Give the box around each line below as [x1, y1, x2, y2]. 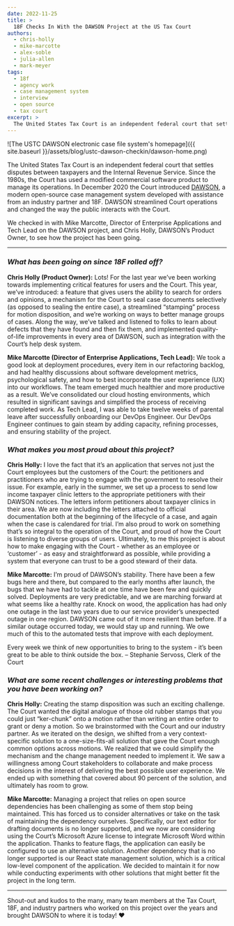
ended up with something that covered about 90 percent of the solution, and [7, 774, 227, 782]
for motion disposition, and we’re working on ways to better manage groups [7, 310, 225, 318]
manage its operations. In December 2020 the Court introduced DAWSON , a [7, 183, 226, 191]
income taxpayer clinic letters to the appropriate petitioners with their [7, 490, 205, 499]
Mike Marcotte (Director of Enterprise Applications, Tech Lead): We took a [7, 353, 226, 361]
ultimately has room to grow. [7, 782, 89, 790]
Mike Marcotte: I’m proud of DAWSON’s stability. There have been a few [7, 570, 215, 579]
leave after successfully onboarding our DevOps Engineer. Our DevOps [7, 412, 212, 420]
